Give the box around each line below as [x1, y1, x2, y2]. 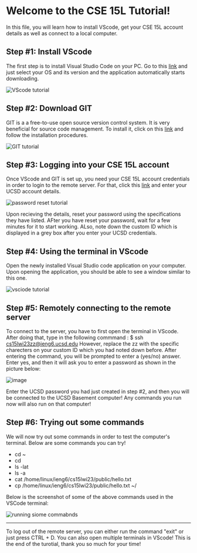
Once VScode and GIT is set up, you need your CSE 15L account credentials [6, 175, 190, 183]
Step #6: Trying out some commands [6, 417, 145, 427]
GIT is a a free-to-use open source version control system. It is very [6, 119, 170, 126]
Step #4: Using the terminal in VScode [6, 246, 148, 256]
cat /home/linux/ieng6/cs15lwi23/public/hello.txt [14, 475, 132, 482]
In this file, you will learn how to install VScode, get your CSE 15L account [6, 24, 184, 31]
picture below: [6, 366, 41, 372]
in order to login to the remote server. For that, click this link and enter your [6, 182, 187, 189]
